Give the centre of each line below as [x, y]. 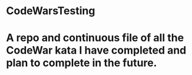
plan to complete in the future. [82, 63]
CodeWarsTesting [51, 11]
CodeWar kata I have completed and [96, 50]
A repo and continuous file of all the [95, 38]
